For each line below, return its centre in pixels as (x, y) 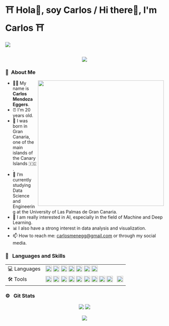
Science (21, 196)
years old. (23, 116)
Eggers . (21, 104)
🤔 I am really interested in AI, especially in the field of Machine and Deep (88, 217)
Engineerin (24, 206)
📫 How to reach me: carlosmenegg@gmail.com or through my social (84, 236)
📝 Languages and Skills (35, 256)
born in (20, 126)
